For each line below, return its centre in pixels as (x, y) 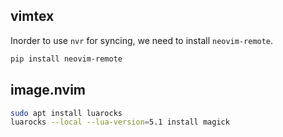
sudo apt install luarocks (66, 113)
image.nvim (48, 90)
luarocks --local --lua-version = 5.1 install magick (120, 122)
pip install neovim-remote (66, 59)
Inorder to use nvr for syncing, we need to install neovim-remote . (142, 40)
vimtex (32, 16)
